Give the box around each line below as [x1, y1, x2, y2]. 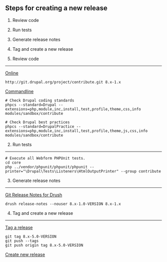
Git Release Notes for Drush [5, 191, 62, 198]
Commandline [5, 88, 34, 94]
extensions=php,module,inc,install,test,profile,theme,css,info [5, 106, 141, 111]
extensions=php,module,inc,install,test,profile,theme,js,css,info [5, 128, 148, 133]
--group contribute [121, 169, 162, 174]
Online [5, 70, 19, 76]
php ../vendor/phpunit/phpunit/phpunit [5, 164, 88, 170]
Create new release [5, 251, 45, 258]
